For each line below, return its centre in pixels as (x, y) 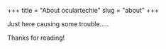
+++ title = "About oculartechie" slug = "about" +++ (83, 10)
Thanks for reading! (36, 38)
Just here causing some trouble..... (58, 24)
